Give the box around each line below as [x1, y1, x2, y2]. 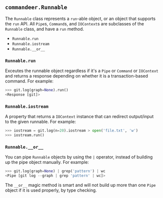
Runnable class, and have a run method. [5, 26, 84, 32]
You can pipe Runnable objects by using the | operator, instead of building [5, 154, 153, 160]
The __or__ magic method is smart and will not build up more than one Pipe [5, 182, 156, 188]
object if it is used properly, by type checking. [5, 187, 97, 193]
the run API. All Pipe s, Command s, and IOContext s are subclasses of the [5, 20, 145, 26]
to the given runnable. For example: [5, 119, 76, 125]
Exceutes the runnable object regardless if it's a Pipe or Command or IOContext [5, 68, 159, 74]
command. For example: [5, 78, 54, 84]
